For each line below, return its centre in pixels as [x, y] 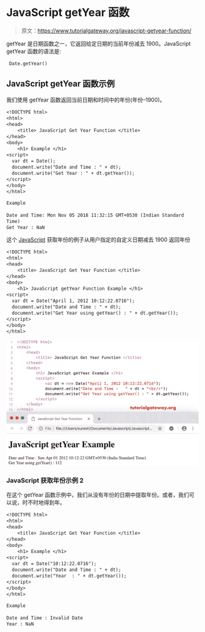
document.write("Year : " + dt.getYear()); [69, 576]
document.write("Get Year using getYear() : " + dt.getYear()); [95, 313]
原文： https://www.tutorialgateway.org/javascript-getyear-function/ [106, 31]
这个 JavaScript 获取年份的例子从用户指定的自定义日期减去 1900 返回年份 [99, 240]
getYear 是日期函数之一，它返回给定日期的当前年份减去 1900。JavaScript [99, 43]
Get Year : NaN [26, 227]
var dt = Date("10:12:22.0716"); [54, 564]
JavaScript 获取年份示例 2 [45, 480]
